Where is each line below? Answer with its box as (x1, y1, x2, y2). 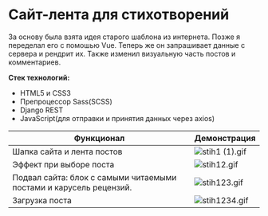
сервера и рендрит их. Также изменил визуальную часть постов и (8, 49, 236, 58)
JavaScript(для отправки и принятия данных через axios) (19, 113, 215, 123)
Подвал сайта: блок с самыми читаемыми (12, 171, 177, 183)
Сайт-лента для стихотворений (8, 6, 230, 24)
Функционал (73, 132, 125, 143)
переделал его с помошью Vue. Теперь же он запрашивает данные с (8, 40, 246, 49)
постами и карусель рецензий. (12, 182, 132, 193)
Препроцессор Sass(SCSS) (19, 96, 113, 106)
